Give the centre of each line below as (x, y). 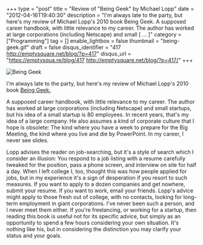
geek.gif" (18, 47)
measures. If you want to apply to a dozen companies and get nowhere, (96, 184)
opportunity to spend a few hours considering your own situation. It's (92, 223)
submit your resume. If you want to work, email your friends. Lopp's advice (100, 191)
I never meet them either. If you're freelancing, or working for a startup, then (101, 210)
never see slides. (28, 140)
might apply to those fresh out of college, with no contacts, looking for (94, 197)
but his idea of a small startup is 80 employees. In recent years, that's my (98, 115)
